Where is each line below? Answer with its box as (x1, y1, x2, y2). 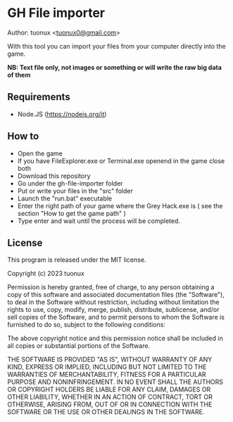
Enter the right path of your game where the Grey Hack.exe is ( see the (17, 201, 223, 210)
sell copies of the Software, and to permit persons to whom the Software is (7, 313, 225, 322)
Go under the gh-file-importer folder (17, 179, 123, 188)
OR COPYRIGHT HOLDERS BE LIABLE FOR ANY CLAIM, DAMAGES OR (7, 385, 211, 394)
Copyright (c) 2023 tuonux (7, 270, 84, 278)
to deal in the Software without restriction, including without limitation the (7, 298, 220, 306)
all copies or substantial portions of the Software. (7, 342, 150, 350)
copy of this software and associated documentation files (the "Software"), (7, 291, 225, 299)
